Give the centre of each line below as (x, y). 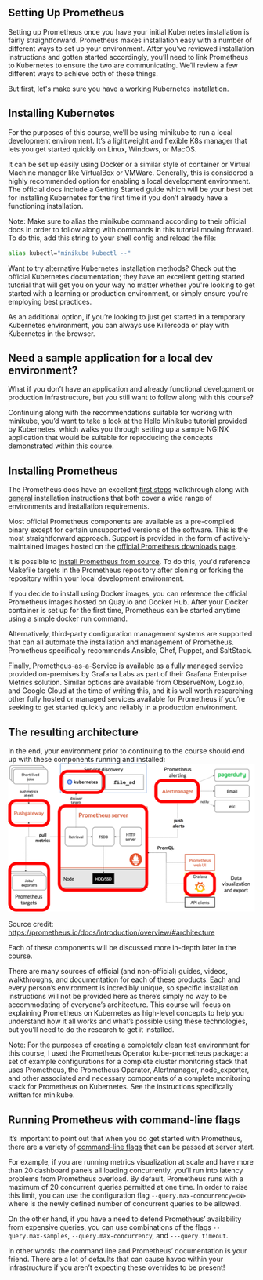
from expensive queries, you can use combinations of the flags (110, 1227)
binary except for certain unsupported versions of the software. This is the (128, 530)
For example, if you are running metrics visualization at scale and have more (131, 1161)
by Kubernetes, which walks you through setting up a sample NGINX (119, 429)
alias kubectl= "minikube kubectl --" (70, 253)
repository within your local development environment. (96, 578)
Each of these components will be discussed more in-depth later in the (122, 948)
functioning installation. (46, 206)
